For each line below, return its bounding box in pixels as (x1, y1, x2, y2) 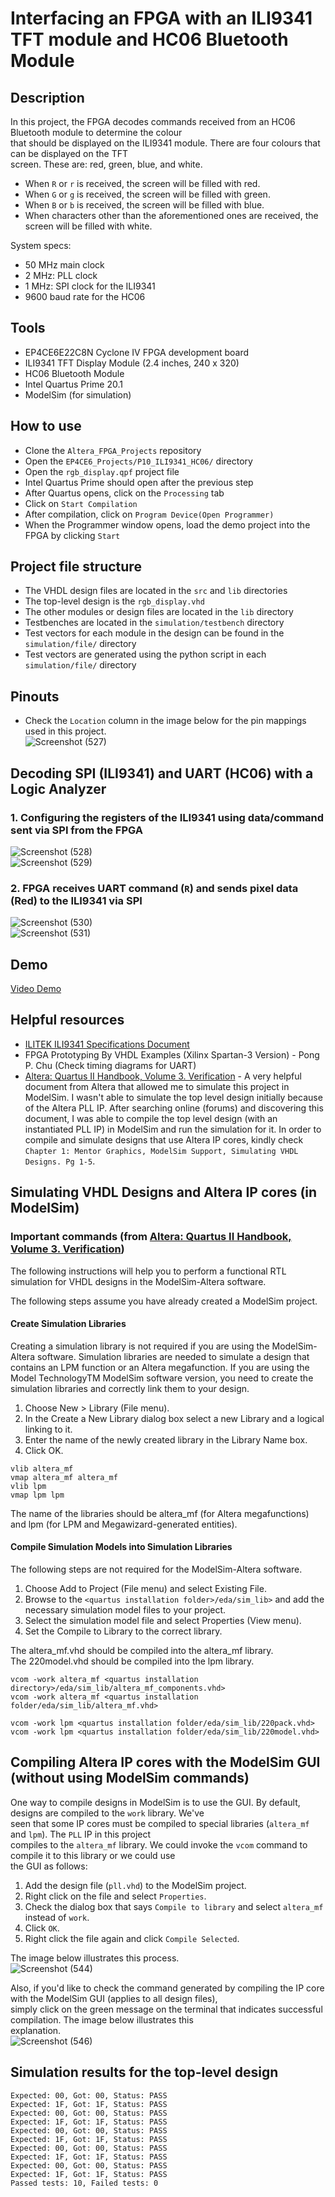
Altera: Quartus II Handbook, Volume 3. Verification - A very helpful (24, 1070, 302, 1082)
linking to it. (24, 1423, 73, 1435)
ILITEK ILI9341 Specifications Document (24, 1038, 190, 1050)
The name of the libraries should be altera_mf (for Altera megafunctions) (10, 1507, 310, 1519)
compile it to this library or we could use (10, 1849, 176, 1861)
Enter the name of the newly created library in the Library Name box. (24, 1433, 308, 1446)
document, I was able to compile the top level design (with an (24, 1112, 278, 1124)
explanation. (10, 2024, 62, 2036)
